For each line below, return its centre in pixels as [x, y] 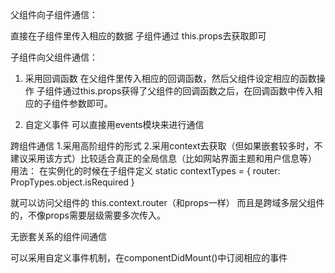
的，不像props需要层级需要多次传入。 [88, 215]
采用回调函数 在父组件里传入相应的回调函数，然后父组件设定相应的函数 [170, 78]
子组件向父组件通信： [54, 57]
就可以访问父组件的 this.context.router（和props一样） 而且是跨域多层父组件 [167, 202]
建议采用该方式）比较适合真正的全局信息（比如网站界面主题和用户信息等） [163, 158]
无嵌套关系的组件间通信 [58, 236]
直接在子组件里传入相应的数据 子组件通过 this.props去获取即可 [138, 36]
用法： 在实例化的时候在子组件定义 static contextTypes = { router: [145, 171]
